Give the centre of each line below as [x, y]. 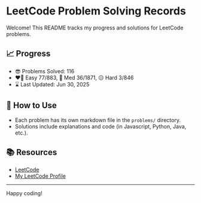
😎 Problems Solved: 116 [45, 71]
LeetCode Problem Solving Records [96, 11]
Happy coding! [25, 193]
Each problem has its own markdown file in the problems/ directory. [98, 120]
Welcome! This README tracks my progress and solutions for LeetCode [95, 28]
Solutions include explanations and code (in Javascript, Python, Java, [100, 126]
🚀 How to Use [31, 105]
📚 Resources [32, 152]
